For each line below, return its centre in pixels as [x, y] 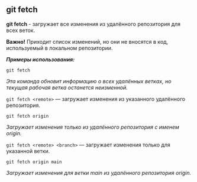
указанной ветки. [28, 151]
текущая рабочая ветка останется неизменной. [67, 87]
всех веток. [21, 30]
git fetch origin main [34, 162]
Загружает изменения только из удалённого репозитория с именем [93, 127]
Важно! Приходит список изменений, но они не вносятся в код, [87, 41]
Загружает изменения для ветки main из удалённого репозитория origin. [99, 173]
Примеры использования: [41, 59]
